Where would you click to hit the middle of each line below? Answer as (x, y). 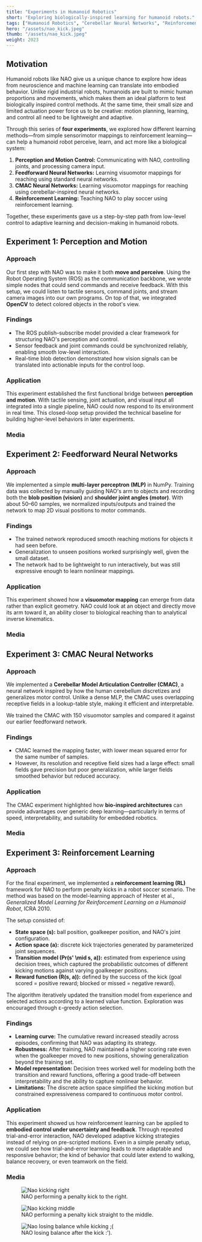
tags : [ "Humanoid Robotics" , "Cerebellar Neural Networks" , (83, 23)
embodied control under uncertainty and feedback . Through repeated (95, 1129)
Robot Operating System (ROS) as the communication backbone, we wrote (99, 279)
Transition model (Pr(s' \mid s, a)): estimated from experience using (100, 958)
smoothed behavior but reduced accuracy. (68, 776)
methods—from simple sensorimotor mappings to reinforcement (86, 135)
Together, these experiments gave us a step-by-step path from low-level (96, 216)
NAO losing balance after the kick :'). (67, 1233)
